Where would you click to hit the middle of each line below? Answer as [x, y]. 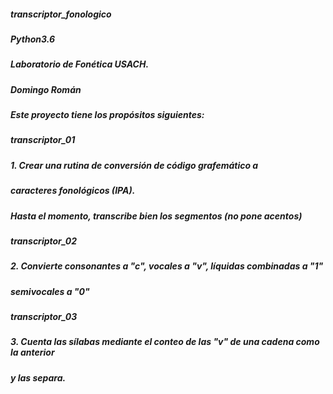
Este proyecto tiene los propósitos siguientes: [107, 115]
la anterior [32, 352]
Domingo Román [46, 89]
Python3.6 [33, 39]
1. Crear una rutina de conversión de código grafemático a [134, 165]
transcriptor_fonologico [61, 14]
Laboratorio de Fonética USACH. [80, 64]
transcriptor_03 [44, 317]
